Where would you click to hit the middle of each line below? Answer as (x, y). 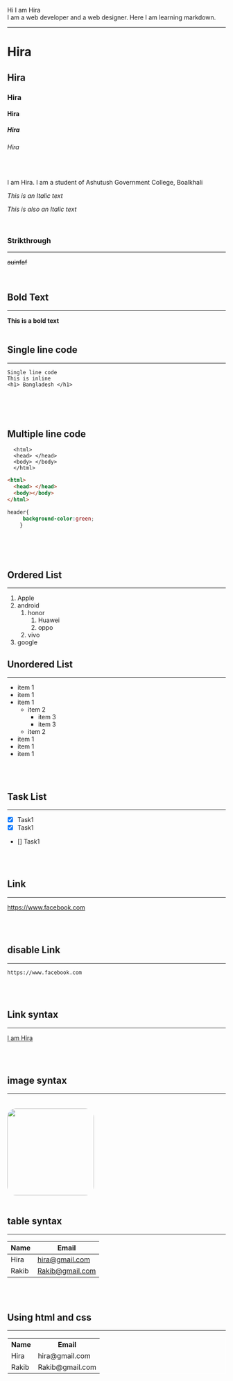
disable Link (34, 950)
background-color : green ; (59, 519)
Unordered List (40, 664)
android (28, 605)
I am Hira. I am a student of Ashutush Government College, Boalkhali (105, 182)
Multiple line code (47, 434)
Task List (27, 797)
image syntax (37, 1080)
